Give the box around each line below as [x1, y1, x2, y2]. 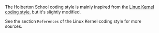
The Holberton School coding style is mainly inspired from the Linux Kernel [5, 4, 155, 10]
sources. [5, 23, 23, 29]
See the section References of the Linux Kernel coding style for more [5, 19, 142, 24]
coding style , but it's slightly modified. [5, 9, 81, 15]
